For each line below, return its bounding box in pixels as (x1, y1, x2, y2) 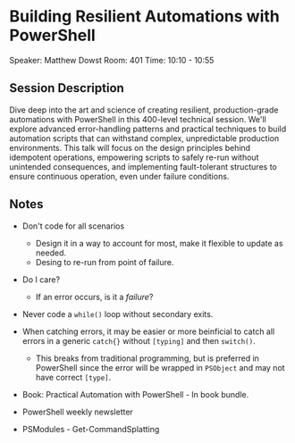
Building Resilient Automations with (9, 6, 280, 27)
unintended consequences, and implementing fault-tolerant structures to (9, 161, 277, 171)
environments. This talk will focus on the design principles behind (9, 142, 251, 153)
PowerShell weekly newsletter (21, 406, 134, 417)
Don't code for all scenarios (21, 221, 125, 231)
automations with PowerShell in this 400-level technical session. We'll (9, 113, 266, 124)
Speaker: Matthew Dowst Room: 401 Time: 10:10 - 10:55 (9, 54, 215, 65)
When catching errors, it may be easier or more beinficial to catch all (21, 326, 275, 337)
